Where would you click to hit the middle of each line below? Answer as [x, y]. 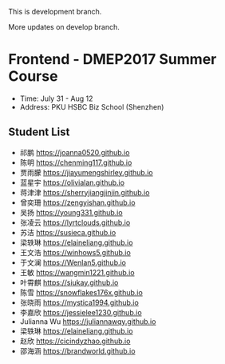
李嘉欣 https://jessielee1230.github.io [81, 312]
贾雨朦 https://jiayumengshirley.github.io [86, 172]
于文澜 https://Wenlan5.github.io [73, 262]
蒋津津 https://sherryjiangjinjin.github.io [85, 192]
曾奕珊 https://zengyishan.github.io [77, 202]
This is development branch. [55, 12]
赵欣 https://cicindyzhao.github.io [75, 341]
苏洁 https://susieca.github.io [68, 232]
